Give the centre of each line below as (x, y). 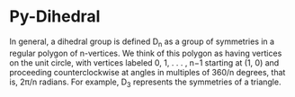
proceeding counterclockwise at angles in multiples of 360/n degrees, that (147, 72)
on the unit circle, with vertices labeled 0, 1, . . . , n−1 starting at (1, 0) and (144, 62)
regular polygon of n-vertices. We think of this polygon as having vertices (146, 53)
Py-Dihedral (55, 17)
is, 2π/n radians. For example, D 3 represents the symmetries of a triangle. (145, 83)
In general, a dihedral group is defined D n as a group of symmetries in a (142, 42)
